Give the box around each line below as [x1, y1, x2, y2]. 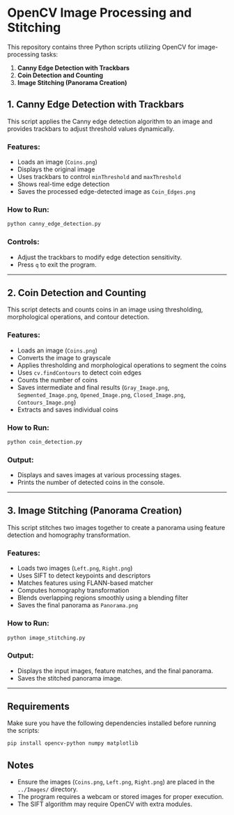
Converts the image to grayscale [17, 353, 111, 362]
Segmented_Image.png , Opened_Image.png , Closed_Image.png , [17, 390, 186, 398]
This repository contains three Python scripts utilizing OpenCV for [7, 42, 196, 51]
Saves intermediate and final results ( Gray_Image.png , [17, 383, 170, 391]
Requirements [7, 701, 70, 713]
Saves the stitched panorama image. [17, 674, 123, 682]
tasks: [40, 50, 58, 59]
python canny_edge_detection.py [7, 221, 101, 228]
